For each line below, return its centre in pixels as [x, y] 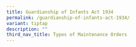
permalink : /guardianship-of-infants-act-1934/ [68, 18]
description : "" [27, 29]
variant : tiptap [27, 23]
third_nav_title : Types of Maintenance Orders [67, 35]
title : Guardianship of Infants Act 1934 [60, 12]
